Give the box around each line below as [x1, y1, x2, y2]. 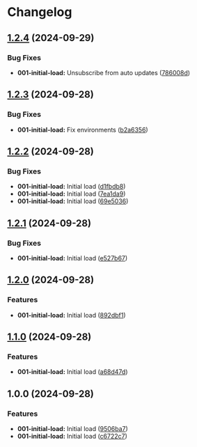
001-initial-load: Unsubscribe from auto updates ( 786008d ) [17, 68, 190, 77]
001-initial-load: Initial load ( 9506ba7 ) [17, 425, 129, 432]
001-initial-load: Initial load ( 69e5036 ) [17, 197, 129, 205]
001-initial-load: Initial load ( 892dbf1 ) [17, 311, 127, 319]
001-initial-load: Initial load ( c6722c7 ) [17, 432, 127, 440]
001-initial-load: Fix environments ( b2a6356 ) [17, 125, 148, 134]
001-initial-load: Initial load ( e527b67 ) [17, 253, 128, 262]
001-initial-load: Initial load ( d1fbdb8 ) [17, 182, 126, 191]
